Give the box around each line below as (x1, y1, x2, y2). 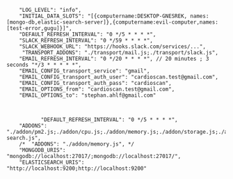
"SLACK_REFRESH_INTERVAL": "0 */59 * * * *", (19, 37, 154, 44)
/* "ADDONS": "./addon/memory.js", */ (19, 141, 135, 148)
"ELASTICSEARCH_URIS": (19, 159, 85, 166)
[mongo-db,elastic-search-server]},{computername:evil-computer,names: (6, 19, 218, 26)
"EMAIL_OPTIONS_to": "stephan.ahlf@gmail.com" (19, 92, 156, 99)
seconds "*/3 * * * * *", (6, 61, 81, 68)
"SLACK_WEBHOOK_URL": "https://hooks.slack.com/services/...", (19, 43, 207, 50)
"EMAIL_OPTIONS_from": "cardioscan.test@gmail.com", (19, 86, 175, 93)
